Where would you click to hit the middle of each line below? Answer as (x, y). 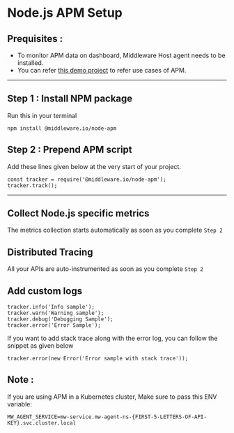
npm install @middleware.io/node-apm (62, 128)
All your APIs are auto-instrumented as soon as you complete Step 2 (106, 269)
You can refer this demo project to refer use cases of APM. (102, 70)
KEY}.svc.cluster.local (42, 423)
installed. (30, 63)
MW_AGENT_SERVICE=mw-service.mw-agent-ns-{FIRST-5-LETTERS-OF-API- (107, 417)
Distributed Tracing (50, 252)
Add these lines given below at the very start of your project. (94, 166)
